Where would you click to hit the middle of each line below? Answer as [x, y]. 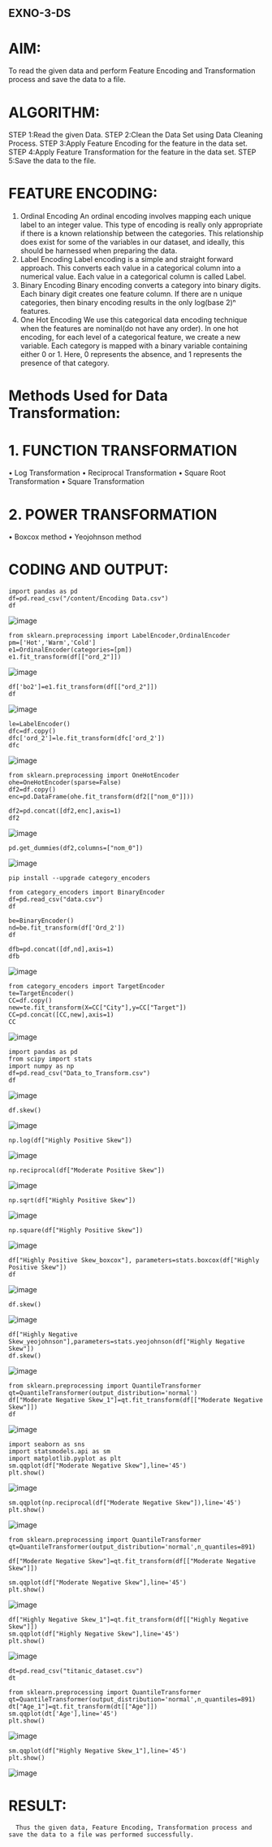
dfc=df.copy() [32, 731]
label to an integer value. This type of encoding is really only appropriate [141, 225]
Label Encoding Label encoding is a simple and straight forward [127, 259]
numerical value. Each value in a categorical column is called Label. [133, 277]
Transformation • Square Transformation [76, 481]
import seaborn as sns [47, 1444]
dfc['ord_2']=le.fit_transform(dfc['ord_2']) [86, 738]
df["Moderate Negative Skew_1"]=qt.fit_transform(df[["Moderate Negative [136, 1400]
